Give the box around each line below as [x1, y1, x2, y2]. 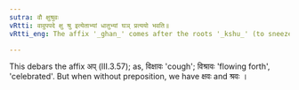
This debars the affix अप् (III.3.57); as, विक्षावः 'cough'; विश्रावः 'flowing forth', [9, 61, 271, 71]
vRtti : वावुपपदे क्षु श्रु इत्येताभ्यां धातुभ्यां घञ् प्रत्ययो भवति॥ [9, 21, 170, 30]
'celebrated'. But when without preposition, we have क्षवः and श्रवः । [9, 71, 247, 82]
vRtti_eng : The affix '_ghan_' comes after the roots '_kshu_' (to [9, 29, 265, 38]
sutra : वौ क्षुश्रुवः [9, 12, 60, 22]
